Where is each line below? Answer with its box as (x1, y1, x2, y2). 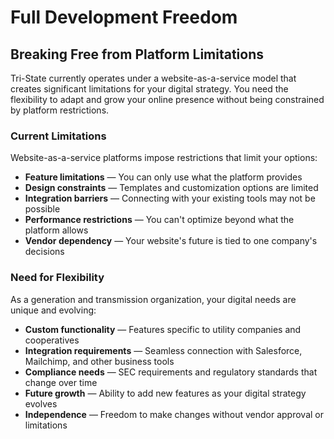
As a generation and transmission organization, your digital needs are (10, 293, 297, 305)
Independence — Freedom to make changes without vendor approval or (24, 408, 324, 420)
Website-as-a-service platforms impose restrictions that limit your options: (10, 152, 318, 164)
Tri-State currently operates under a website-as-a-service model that (10, 72, 297, 84)
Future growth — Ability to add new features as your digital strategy (24, 387, 307, 399)
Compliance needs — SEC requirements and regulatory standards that (24, 366, 318, 378)
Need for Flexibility (10, 271, 105, 285)
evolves (24, 397, 58, 410)
